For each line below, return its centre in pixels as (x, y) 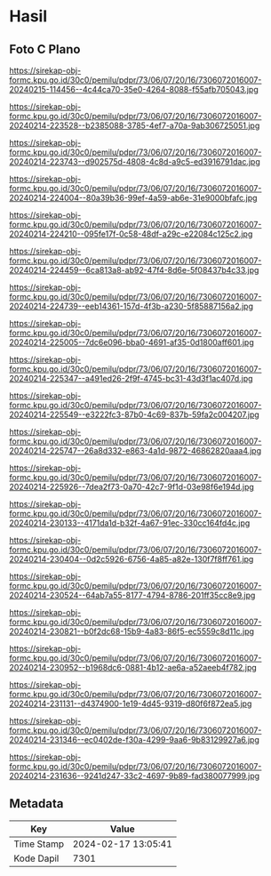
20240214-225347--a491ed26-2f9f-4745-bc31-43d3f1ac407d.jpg (131, 378)
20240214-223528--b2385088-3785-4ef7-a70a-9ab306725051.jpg (135, 125)
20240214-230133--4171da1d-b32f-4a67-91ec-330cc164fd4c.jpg (130, 523)
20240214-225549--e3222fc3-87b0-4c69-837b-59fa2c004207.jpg (134, 414)
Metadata (36, 804)
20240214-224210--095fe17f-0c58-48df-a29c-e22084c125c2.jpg (131, 234)
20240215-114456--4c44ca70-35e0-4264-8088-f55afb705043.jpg (134, 89)
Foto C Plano (45, 49)
